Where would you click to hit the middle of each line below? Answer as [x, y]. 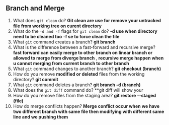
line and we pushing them [40, 117]
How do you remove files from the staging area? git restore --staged [84, 95]
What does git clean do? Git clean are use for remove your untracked [87, 20]
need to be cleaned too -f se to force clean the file [66, 36]
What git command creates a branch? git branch [64, 42]
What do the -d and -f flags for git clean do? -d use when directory [85, 31]
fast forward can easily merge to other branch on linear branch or [83, 52]
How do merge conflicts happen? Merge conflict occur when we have [86, 106]
